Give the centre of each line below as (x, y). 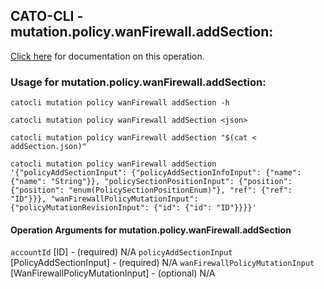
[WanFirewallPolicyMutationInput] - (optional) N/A (113, 273)
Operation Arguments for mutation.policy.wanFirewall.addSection (151, 230)
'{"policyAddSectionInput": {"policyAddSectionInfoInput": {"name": (156, 173)
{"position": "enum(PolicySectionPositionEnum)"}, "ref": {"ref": (151, 190)
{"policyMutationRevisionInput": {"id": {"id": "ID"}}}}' (133, 208)
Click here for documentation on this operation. (107, 56)
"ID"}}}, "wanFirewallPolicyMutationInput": (104, 199)
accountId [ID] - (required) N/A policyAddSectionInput (121, 252)
